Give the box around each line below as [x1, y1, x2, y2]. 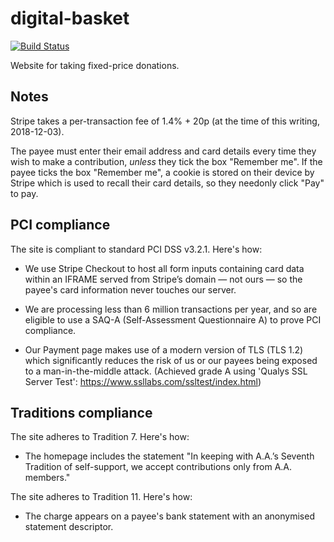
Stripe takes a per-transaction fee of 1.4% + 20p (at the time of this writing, [10, 115, 320, 127]
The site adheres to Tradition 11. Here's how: [10, 491, 193, 503]
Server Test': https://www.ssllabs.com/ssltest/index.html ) [24, 375, 262, 387]
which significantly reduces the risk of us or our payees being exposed [24, 354, 318, 366]
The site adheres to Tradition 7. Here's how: [10, 431, 190, 443]
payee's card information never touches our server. [24, 283, 237, 296]
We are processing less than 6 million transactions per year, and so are [24, 303, 318, 315]
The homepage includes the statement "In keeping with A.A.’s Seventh [24, 450, 315, 462]
